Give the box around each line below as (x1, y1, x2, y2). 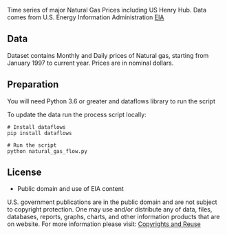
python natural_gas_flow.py (7, 147, 88, 154)
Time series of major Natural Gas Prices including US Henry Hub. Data (7, 6, 207, 14)
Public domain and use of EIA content (17, 185, 124, 193)
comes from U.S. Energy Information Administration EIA (7, 13, 164, 21)
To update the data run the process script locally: (7, 110, 147, 119)
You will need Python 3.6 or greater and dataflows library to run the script (7, 96, 215, 105)
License (7, 167, 42, 178)
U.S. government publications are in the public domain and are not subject (7, 198, 218, 206)
